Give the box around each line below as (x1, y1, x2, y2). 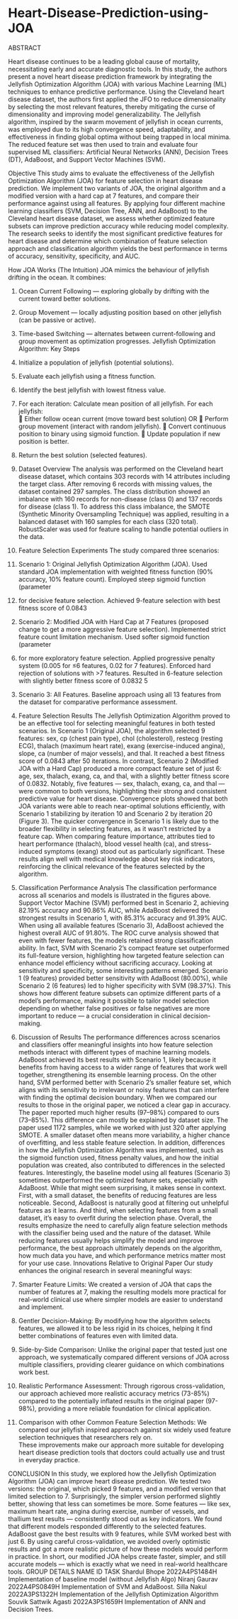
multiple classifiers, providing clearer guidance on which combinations (18, 1360, 225, 1369)
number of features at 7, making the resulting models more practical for (18, 1287, 227, 1296)
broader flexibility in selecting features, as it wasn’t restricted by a (18, 824, 211, 833)
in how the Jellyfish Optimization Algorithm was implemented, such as (18, 1145, 224, 1154)
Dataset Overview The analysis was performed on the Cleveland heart (18, 464, 224, 473)
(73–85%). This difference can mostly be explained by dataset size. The (18, 1116, 229, 1124)
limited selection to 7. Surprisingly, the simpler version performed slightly (8, 1491, 221, 1501)
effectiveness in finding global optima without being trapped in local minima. (8, 133, 231, 141)
